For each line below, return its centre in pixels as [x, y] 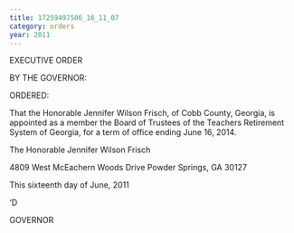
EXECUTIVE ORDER [46, 61]
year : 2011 [30, 34]
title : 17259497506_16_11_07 [64, 18]
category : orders [42, 26]
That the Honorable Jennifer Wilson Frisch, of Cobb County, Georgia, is [142, 113]
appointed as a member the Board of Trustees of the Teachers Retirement [147, 122]
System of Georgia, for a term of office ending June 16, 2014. [123, 132]
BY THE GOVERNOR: [48, 78]
